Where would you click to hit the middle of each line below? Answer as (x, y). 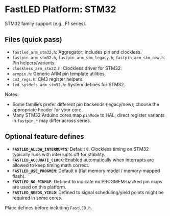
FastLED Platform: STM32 (60, 9)
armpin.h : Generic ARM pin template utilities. (59, 74)
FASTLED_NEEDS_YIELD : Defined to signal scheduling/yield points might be (88, 192)
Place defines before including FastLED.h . (48, 207)
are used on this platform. (39, 187)
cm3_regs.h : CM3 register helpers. (48, 79)
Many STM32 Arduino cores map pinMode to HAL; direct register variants (88, 115)
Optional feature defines (45, 137)
